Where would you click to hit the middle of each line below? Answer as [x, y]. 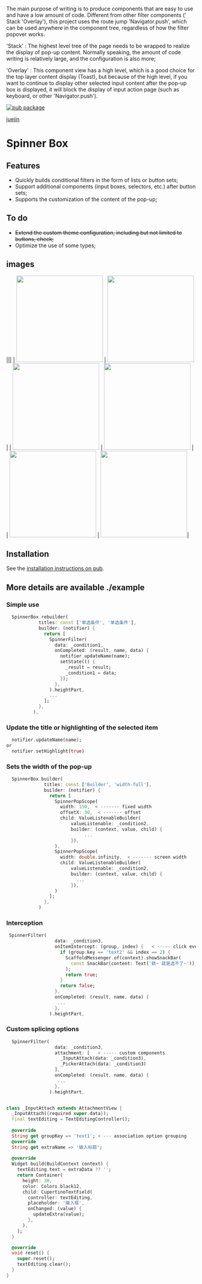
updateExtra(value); [59, 1214]
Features [23, 166]
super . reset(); [36, 1259]
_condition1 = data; [91, 673]
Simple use [23, 604]
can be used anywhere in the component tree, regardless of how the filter [98, 28]
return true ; [81, 975]
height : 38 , [37, 1181]
